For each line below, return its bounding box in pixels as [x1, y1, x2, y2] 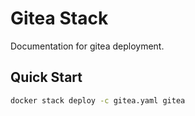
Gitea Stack [10, 7, 109, 30]
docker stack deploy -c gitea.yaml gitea [10, 95, 186, 106]
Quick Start [10, 69, 83, 86]
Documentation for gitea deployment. [10, 40, 165, 52]
